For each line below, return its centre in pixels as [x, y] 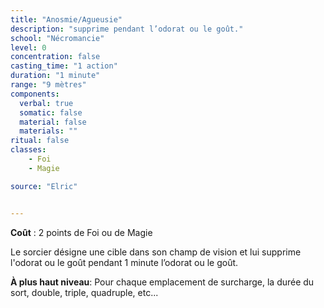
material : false [53, 122]
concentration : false [55, 57]
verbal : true [46, 103]
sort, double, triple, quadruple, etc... [84, 292]
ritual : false [40, 141]
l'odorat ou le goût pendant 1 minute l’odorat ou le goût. [124, 262]
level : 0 [28, 47]
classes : [28, 150]
